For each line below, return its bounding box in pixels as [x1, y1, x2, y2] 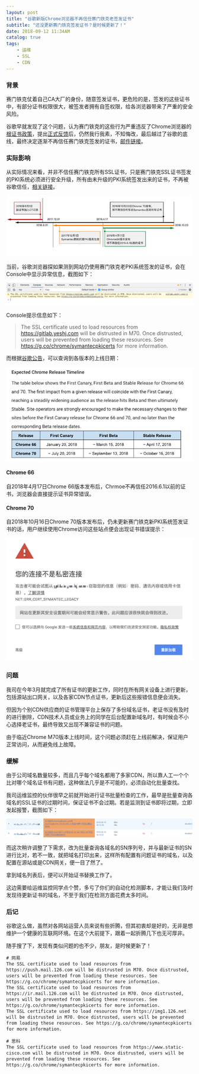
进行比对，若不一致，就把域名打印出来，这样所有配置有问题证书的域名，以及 [6, 851, 193, 858]
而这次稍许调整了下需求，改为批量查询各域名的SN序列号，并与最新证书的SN [6, 844, 192, 851]
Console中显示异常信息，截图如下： [6, 271, 94, 278]
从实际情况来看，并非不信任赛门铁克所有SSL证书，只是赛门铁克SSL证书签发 [6, 169, 191, 176]
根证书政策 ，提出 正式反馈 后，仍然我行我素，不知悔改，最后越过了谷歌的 [6, 130, 182, 137]
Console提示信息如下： [6, 311, 63, 319]
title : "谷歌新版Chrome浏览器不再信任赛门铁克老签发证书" [6, 15, 134, 22]
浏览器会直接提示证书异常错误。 [16, 490, 95, 497]
